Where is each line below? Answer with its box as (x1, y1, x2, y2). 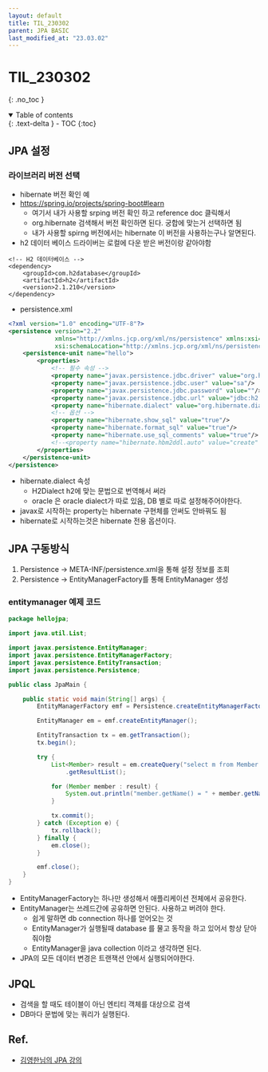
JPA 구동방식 (8, 542, 70, 555)
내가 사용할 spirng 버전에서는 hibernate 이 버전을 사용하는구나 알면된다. (31, 228, 257, 237)
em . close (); (50, 841, 91, 849)
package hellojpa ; (8, 615, 69, 623)
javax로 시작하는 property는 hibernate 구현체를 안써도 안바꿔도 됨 (19, 506, 227, 516)
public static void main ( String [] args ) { (22, 695, 166, 703)
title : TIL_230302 (8, 19, 69, 27)
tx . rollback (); (50, 826, 102, 835)
